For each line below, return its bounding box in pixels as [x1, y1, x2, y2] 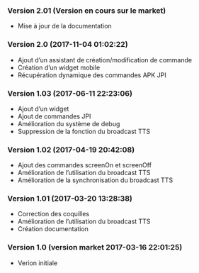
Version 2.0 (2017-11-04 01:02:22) [7, 40, 129, 50]
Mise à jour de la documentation [17, 22, 112, 30]
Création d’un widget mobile [17, 63, 101, 72]
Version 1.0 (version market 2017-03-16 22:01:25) [7, 243, 183, 252]
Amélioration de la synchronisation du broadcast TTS [17, 176, 174, 184]
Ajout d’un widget [17, 104, 69, 113]
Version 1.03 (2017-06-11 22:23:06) [7, 88, 133, 98]
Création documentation [17, 225, 89, 233]
